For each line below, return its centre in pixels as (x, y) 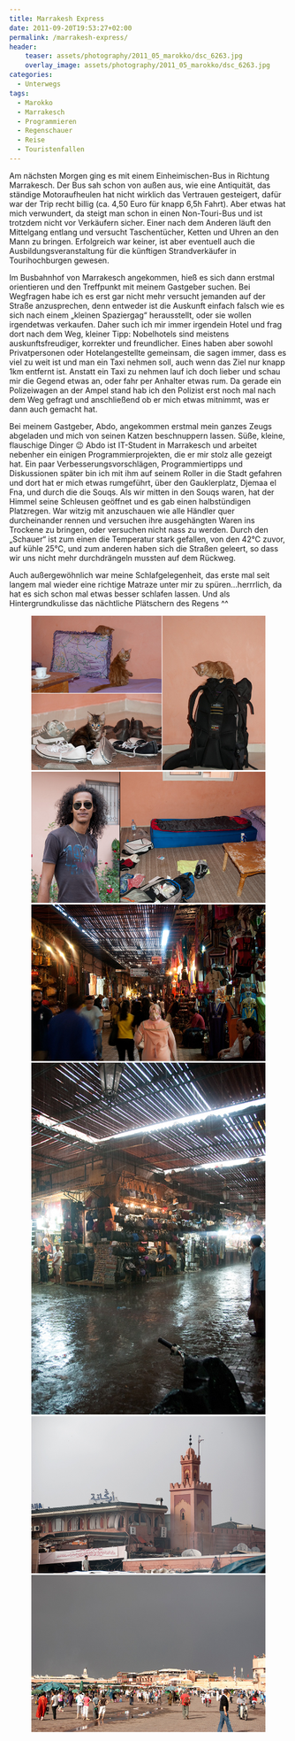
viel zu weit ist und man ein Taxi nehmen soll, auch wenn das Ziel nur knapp (147, 362)
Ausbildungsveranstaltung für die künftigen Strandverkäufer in (123, 250)
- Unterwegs (39, 84)
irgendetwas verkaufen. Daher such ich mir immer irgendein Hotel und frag (146, 324)
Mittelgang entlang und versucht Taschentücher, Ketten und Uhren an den (144, 232)
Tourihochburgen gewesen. (59, 260)
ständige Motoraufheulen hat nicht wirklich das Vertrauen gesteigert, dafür (145, 194)
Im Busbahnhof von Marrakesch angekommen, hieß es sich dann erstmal (142, 277)
